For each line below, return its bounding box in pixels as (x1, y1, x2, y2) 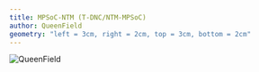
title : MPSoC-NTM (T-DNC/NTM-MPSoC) (9, 12, 147, 22)
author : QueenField (9, 21, 83, 30)
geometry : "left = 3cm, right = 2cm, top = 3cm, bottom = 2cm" (9, 29, 252, 38)
